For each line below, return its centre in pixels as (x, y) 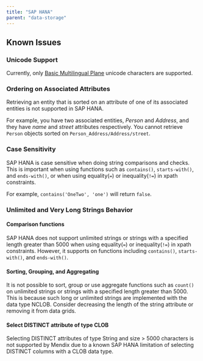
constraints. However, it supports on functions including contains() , (92, 250)
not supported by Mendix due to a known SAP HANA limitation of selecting (100, 345)
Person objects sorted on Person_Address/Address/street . (78, 133)
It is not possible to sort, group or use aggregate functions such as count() (100, 285)
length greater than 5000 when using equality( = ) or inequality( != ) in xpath (99, 244)
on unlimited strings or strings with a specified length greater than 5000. (97, 291)
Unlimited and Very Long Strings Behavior (69, 210)
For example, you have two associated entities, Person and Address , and (98, 120)
